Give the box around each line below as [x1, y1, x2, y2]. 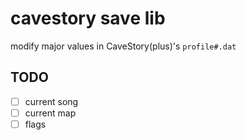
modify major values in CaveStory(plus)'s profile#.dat [10, 40, 237, 52]
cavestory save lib [10, 7, 166, 30]
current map [24, 107, 77, 119]
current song [24, 95, 79, 107]
